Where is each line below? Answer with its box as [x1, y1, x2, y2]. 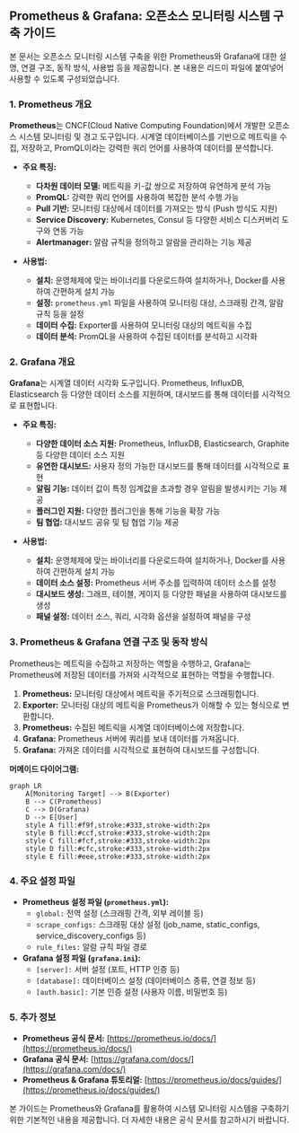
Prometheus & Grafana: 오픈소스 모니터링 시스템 [9, 8, 271, 24]
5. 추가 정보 [9, 1011, 57, 1023]
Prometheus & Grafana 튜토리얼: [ [22, 1075, 148, 1085]
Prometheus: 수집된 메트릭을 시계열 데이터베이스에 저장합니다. [22, 722, 245, 733]
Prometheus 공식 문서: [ [22, 1033, 110, 1044]
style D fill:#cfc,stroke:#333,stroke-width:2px [25, 844, 211, 853]
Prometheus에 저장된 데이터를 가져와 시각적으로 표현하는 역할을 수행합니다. [9, 669, 275, 680]
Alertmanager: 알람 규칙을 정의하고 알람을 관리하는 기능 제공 [35, 237, 252, 248]
